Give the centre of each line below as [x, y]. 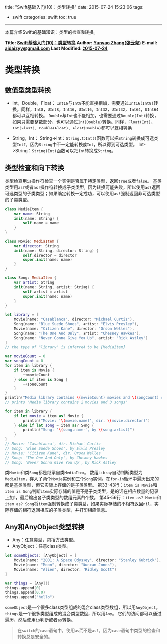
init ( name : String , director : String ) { [56, 251]
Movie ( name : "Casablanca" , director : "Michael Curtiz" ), [74, 320]
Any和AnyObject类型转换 [45, 527]
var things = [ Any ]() [28, 583]
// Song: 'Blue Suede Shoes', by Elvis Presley [55, 448]
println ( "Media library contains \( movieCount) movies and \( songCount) [82, 398]
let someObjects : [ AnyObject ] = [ [41, 556]
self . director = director [50, 255]
